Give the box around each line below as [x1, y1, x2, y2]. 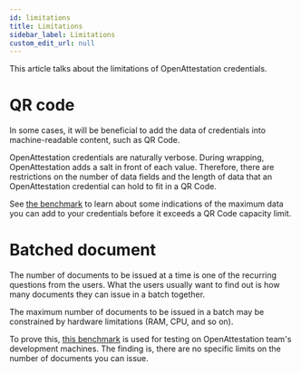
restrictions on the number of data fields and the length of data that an [9, 171, 273, 182]
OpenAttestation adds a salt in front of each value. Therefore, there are [9, 162, 275, 173]
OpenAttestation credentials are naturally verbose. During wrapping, [9, 152, 265, 163]
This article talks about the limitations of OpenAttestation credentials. [9, 63, 267, 74]
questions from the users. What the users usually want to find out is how [9, 280, 280, 291]
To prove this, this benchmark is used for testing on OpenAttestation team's [9, 334, 292, 345]
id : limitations [9, 13, 71, 23]
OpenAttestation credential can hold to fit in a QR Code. [9, 181, 218, 192]
